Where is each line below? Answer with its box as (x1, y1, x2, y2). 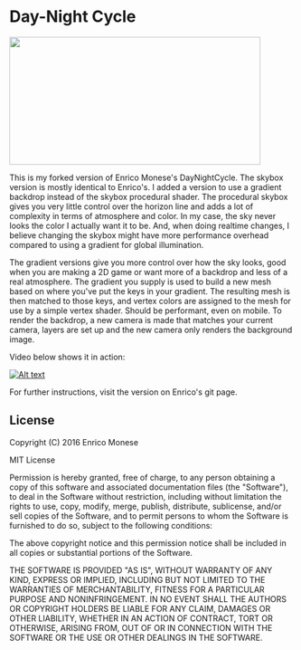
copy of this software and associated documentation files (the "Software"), (9, 482, 289, 492)
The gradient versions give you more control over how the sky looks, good (9, 256, 287, 268)
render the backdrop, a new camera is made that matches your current (9, 314, 274, 325)
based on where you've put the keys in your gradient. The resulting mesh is (9, 285, 291, 296)
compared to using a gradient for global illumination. (9, 239, 204, 250)
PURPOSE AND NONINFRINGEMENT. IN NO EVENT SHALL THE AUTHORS (9, 593, 287, 604)
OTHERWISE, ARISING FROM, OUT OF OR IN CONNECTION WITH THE (9, 622, 273, 633)
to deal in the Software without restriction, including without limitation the (9, 491, 282, 502)
